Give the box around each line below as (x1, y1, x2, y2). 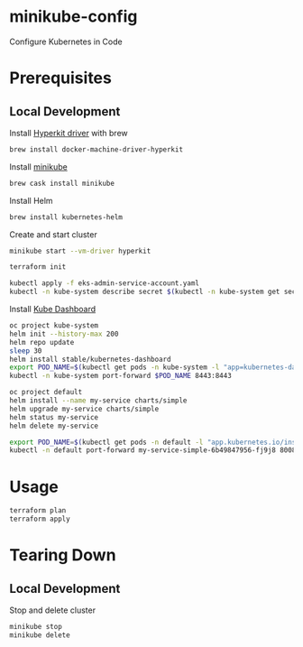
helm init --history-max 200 (9, 329, 119, 338)
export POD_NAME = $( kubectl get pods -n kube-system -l (9, 363, 220, 372)
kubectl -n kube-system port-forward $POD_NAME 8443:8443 (9, 372, 232, 381)
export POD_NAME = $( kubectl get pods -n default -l (9, 438, 204, 447)
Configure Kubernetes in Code (9, 36, 124, 47)
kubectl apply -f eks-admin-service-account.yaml (9, 279, 200, 288)
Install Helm (9, 195, 53, 206)
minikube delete (9, 630, 70, 640)
